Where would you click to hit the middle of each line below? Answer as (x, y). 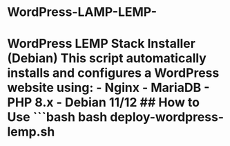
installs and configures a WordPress (113, 73)
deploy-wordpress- (167, 117)
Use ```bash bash (57, 117)
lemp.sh (31, 132)
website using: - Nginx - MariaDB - (108, 88)
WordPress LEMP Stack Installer (101, 44)
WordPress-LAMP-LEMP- (82, 12)
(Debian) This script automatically (107, 58)
